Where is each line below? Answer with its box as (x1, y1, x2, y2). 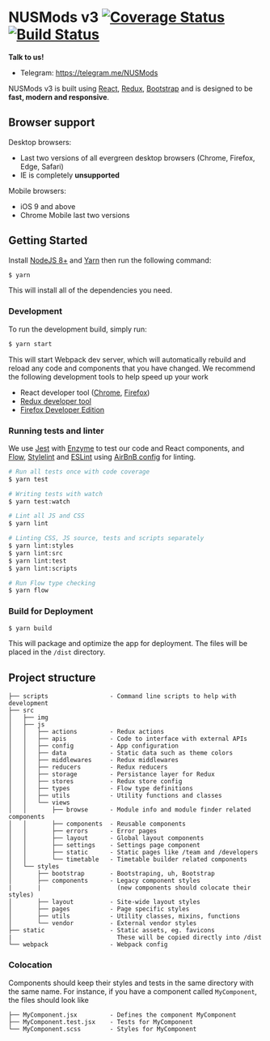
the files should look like (8, 995, 89, 1005)
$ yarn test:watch (8, 497, 70, 506)
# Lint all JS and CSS (8, 512, 85, 520)
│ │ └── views (8, 799, 70, 807)
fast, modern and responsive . (8, 92, 110, 101)
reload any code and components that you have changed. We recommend (8, 363, 256, 373)
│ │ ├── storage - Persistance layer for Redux (8, 770, 216, 778)
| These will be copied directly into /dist (8, 933, 263, 942)
